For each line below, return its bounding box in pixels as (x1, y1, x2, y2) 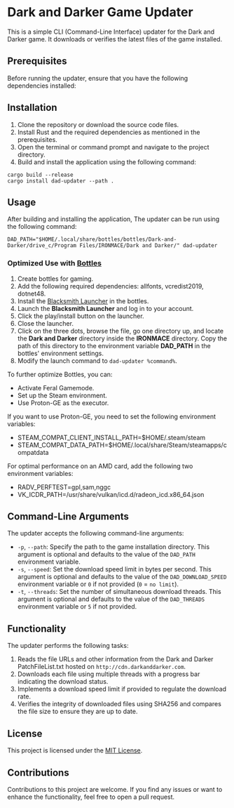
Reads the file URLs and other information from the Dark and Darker (17, 655, 214, 663)
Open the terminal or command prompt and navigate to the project (17, 143, 209, 151)
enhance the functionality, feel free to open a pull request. (7, 793, 175, 801)
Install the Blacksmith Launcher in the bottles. (17, 296, 149, 305)
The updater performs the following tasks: (7, 642, 129, 650)
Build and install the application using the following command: (17, 157, 196, 166)
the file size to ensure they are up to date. (17, 707, 138, 716)
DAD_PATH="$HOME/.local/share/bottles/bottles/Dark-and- (7, 236, 177, 243)
